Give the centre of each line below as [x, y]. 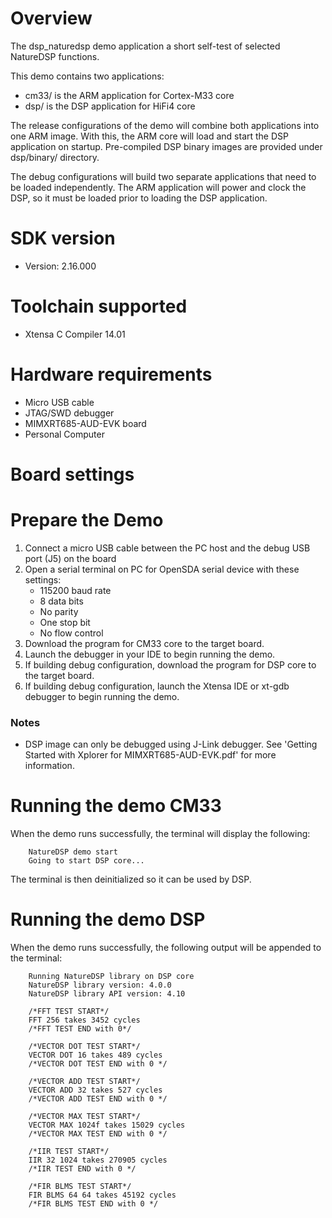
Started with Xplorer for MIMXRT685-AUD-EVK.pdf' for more [150, 755]
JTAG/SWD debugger [69, 413]
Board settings [72, 474]
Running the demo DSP [108, 919]
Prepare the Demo [87, 520]
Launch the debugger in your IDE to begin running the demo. [150, 654]
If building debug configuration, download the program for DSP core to [170, 664]
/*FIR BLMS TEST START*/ [80, 1187]
